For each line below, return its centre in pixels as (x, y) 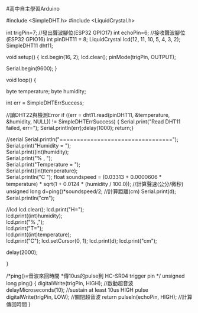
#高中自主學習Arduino (33, 9)
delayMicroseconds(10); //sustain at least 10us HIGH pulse (77, 290)
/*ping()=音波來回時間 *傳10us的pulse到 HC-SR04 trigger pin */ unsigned (95, 276)
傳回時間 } (18, 304)
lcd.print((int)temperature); (39, 234)
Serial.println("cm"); (30, 198)
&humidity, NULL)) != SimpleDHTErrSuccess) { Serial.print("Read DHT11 (93, 122)
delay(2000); (22, 252)
